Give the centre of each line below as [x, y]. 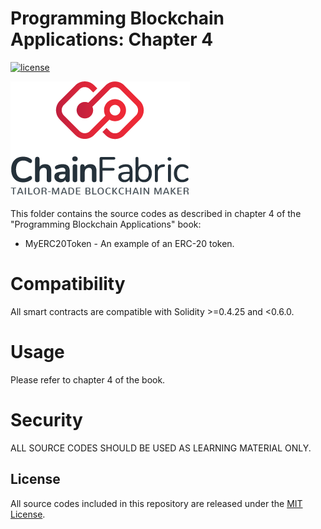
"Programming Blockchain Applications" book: [106, 224]
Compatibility [68, 284]
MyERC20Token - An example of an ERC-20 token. [129, 243]
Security [46, 420]
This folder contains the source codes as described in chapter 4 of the [156, 213]
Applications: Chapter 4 [112, 39]
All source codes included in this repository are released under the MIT [156, 503]
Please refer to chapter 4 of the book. [88, 379]
